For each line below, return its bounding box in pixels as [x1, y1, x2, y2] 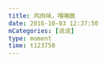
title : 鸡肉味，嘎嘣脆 [8, 11, 76, 20]
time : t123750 [8, 42, 56, 50]
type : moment [8, 34, 52, 43]
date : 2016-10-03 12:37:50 [8, 19, 99, 27]
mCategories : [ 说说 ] [8, 27, 75, 35]
